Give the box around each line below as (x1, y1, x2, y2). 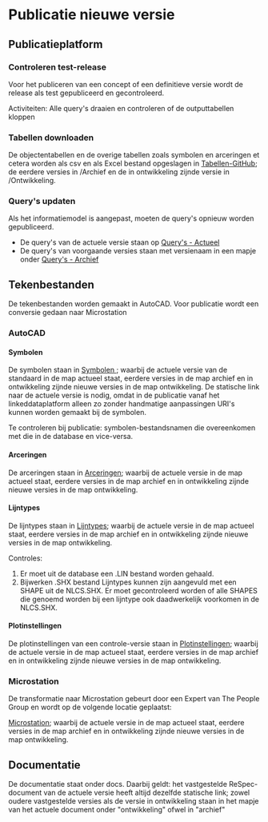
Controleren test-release (8, 62, 106, 73)
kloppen (8, 112, 36, 122)
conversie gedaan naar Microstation (8, 308, 127, 317)
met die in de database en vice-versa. (8, 432, 134, 441)
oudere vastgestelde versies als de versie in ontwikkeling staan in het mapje (8, 796, 259, 806)
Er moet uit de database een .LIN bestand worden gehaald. (19, 569, 214, 578)
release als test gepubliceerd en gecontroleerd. (8, 88, 165, 98)
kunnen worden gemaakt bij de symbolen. (8, 408, 146, 417)
